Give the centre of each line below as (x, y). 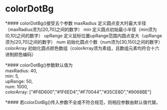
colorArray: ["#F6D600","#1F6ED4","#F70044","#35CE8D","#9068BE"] (78, 92)
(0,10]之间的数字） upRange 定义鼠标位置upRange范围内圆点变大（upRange (83, 35)
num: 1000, (17, 86)
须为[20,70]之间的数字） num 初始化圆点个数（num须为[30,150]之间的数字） (84, 42)
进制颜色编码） (21, 54)
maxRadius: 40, (21, 70)
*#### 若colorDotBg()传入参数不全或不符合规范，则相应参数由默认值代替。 (83, 102)
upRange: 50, (19, 81)
